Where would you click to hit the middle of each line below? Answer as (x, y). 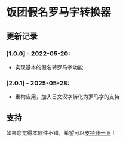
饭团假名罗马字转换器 (59, 12)
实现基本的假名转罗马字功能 (49, 67)
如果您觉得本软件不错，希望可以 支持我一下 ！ (61, 132)
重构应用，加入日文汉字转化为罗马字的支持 (67, 97)
